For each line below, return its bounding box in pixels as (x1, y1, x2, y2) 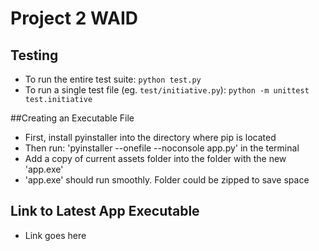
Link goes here (24, 229, 87, 241)
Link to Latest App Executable (10, 203, 200, 220)
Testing (10, 47, 59, 64)
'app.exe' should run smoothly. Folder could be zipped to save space (24, 174, 310, 186)
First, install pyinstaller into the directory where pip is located (24, 132, 277, 143)
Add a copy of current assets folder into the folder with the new (24, 153, 287, 164)
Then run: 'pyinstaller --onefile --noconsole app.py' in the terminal (24, 142, 300, 154)
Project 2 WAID (10, 7, 138, 30)
